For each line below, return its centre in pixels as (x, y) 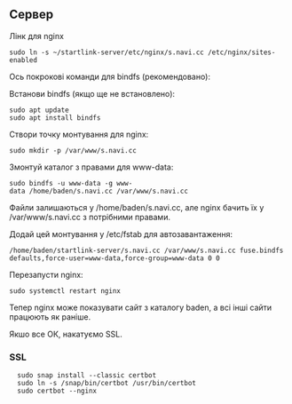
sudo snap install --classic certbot (87, 376)
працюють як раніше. (50, 317)
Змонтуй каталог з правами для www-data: (91, 167)
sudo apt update (39, 110)
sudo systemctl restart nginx (65, 291)
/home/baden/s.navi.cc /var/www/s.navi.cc (109, 191)
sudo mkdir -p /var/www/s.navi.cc (73, 150)
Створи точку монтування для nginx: (79, 134)
